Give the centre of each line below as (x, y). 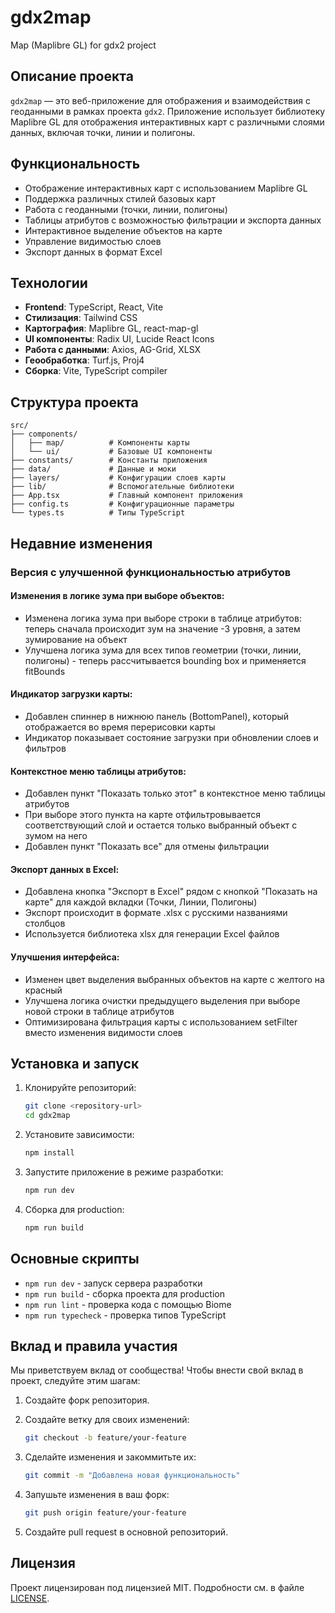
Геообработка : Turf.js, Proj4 (84, 360)
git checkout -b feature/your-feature (105, 1438)
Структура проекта (74, 402)
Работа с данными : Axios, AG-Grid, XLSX (113, 350)
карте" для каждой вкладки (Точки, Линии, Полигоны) (141, 902)
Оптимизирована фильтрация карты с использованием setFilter (161, 1022)
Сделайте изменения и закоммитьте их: (110, 1457)
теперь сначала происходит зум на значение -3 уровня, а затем (162, 628)
